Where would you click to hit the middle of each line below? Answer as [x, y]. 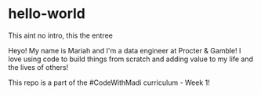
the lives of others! [38, 67]
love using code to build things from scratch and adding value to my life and [130, 59]
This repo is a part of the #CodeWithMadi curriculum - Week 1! [109, 82]
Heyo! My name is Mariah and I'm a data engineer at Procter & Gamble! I [125, 50]
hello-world [47, 14]
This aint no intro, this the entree [61, 35]
